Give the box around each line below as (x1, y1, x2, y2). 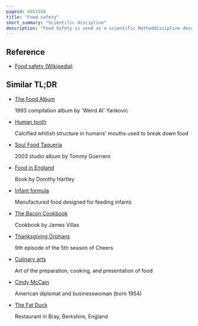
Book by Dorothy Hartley (14, 175, 75, 182)
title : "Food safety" (6, 14, 60, 20)
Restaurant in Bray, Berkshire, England (14, 312, 108, 320)
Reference (6, 47, 45, 57)
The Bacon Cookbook (14, 210, 68, 217)
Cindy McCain (14, 278, 49, 285)
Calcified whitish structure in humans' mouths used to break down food (14, 129, 189, 136)
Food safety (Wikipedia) (14, 63, 73, 70)
